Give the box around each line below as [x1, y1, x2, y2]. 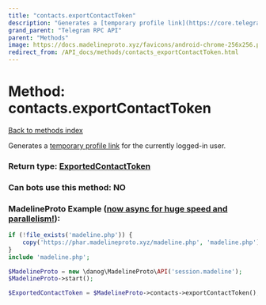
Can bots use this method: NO [8, 181, 127, 193]
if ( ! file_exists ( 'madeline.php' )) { [8, 231, 133, 239]
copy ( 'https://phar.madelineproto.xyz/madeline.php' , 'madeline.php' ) [22, 238, 260, 246]
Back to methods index [8, 125, 83, 135]
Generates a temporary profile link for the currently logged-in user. [8, 140, 226, 151]
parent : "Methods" [8, 33, 69, 42]
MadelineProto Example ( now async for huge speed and [8, 203, 228, 214]
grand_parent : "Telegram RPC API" [8, 26, 123, 34]
